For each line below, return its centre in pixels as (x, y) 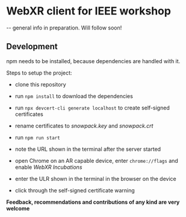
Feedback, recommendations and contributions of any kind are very (93, 202)
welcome (18, 208)
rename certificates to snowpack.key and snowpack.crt (84, 126)
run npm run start (37, 137)
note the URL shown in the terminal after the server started (88, 149)
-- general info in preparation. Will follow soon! (64, 28)
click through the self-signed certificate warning (75, 190)
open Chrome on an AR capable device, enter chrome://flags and (97, 160)
